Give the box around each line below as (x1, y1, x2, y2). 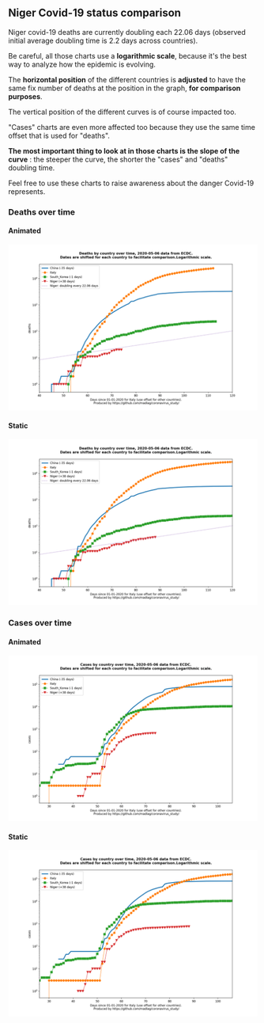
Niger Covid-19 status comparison (8, 6, 182, 20)
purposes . (8, 91, 43, 101)
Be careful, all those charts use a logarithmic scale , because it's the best (8, 51, 247, 60)
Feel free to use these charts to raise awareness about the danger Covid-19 (8, 178, 255, 188)
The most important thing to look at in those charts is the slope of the (8, 146, 240, 155)
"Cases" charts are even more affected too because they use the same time (8, 122, 255, 131)
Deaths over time (8, 206, 76, 217)
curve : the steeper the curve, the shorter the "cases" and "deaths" (8, 154, 228, 164)
